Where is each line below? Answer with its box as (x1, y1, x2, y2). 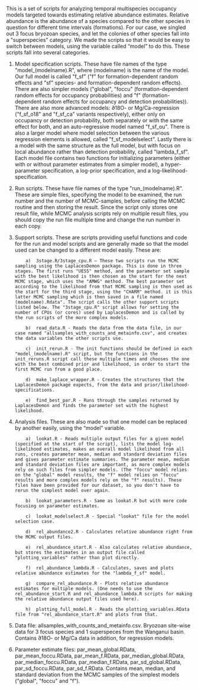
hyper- (165, 161, 181, 168)
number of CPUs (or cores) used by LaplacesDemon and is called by (14, 310, 184, 315)
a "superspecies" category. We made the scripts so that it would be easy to (6, 37, 190, 43)
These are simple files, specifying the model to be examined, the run (14, 191, 182, 198)
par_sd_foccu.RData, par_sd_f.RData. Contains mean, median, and (14, 665, 176, 672)
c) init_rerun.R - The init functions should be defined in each (25, 346, 193, 351)
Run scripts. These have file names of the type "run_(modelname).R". (14, 185, 183, 191)
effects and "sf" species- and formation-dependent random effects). (14, 79, 182, 86)
